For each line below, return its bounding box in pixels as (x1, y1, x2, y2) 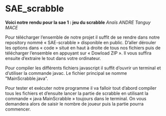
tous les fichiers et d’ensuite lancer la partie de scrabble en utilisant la (5, 90, 149, 96)
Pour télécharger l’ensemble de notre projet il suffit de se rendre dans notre (5, 34, 160, 40)
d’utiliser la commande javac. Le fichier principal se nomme (5, 70, 127, 76)
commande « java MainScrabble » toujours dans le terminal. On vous (5, 95, 147, 102)
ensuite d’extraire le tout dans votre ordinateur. (5, 55, 101, 61)
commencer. (5, 106, 31, 112)
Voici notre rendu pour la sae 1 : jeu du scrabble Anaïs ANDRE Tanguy (5, 19, 151, 25)
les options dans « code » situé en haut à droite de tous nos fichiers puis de (5, 45, 161, 51)
